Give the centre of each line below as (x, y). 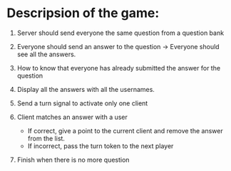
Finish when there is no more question (73, 160)
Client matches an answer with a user (72, 117)
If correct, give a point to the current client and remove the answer (125, 130)
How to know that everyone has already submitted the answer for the (119, 68)
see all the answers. (46, 54)
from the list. (46, 138)
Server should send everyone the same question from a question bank (120, 33)
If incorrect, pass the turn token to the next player (101, 146)
